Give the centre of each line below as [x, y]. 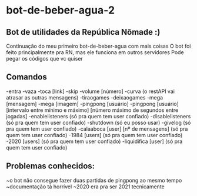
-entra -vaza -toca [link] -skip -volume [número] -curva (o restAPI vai [91, 91]
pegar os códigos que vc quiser [45, 59]
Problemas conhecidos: [51, 166]
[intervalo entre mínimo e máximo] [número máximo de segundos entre [92, 110]
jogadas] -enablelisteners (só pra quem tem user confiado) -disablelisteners [98, 116]
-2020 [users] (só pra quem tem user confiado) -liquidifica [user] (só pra [94, 141]
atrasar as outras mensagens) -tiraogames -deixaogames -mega [85, 97]
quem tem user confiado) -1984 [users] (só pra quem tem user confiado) [94, 135]
